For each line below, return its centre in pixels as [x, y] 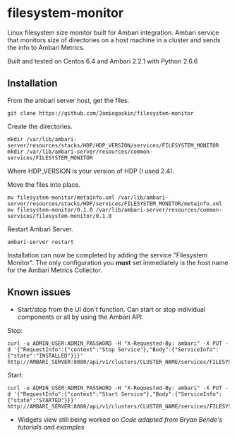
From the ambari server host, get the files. [68, 100]
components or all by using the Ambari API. [80, 317]
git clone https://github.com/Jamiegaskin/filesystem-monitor [101, 113]
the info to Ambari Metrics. [46, 47]
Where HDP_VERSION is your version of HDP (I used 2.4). [91, 171]
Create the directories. [40, 126]
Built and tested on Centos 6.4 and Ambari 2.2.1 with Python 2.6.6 [103, 61]
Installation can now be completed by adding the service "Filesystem [108, 255]
